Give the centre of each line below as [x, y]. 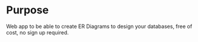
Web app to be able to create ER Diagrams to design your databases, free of [99, 26]
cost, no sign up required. [38, 32]
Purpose [28, 10]
